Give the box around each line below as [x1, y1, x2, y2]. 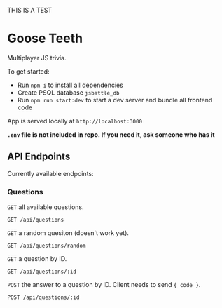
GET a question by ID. [7, 255, 67, 263]
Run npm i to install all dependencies [17, 81, 124, 89]
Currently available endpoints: [7, 169, 94, 178]
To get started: [7, 67, 50, 76]
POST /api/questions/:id [7, 294, 80, 301]
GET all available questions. [7, 203, 84, 211]
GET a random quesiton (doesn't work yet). [7, 229, 130, 237]
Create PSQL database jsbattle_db [17, 88, 120, 97]
